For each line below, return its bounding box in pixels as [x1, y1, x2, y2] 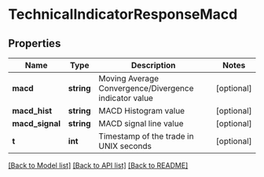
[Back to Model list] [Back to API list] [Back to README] [8, 161, 189, 170]
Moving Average [98, 73, 159, 84]
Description [130, 60, 176, 70]
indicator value [98, 92, 153, 103]
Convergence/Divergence [98, 83, 194, 93]
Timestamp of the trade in [98, 131, 194, 142]
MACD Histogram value [98, 106, 185, 116]
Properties [8, 37, 61, 50]
